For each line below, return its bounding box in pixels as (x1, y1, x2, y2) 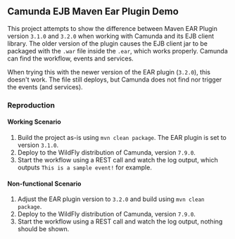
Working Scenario (7, 117, 61, 126)
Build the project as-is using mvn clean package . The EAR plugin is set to (17, 133, 227, 141)
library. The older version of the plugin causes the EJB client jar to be (7, 39, 208, 48)
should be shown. (17, 225, 70, 233)
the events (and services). (7, 82, 83, 91)
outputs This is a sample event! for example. (17, 163, 153, 172)
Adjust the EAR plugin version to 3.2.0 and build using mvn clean (17, 195, 205, 203)
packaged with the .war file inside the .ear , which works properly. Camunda (7, 46, 228, 55)
